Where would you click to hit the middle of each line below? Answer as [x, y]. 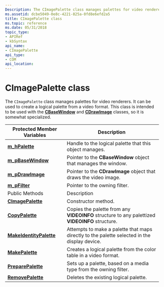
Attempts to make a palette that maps [110, 230]
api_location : [20, 64]
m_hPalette [21, 147]
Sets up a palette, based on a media [108, 264]
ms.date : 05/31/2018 [26, 28]
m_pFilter [19, 186]
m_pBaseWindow [28, 160]
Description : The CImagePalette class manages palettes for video [74, 10]
